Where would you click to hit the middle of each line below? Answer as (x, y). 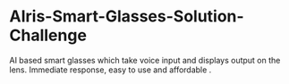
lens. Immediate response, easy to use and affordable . (110, 70)
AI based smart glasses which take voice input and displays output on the (145, 60)
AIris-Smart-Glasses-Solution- (127, 17)
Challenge (48, 35)
